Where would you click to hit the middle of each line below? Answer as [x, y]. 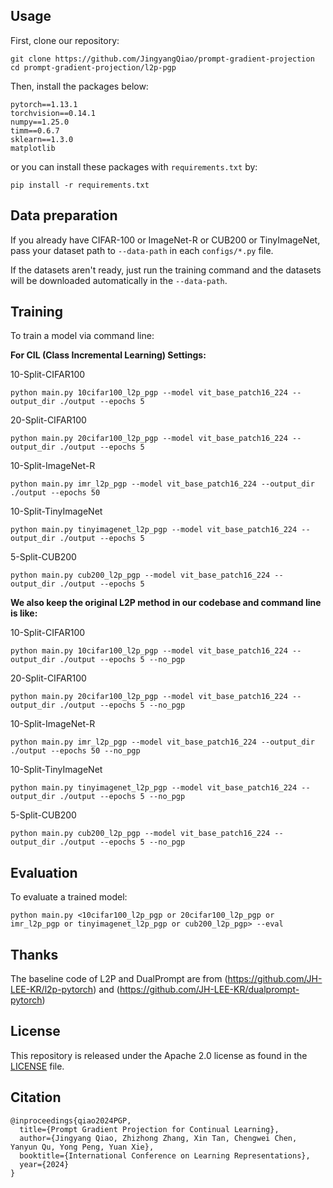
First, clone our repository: [65, 40]
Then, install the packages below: [79, 86]
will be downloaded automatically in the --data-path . [119, 280]
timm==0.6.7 [35, 130]
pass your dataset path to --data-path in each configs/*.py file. [142, 250]
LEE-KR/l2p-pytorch [52, 990]
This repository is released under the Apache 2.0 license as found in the [159, 1055]
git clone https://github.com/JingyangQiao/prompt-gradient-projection [162, 59]
